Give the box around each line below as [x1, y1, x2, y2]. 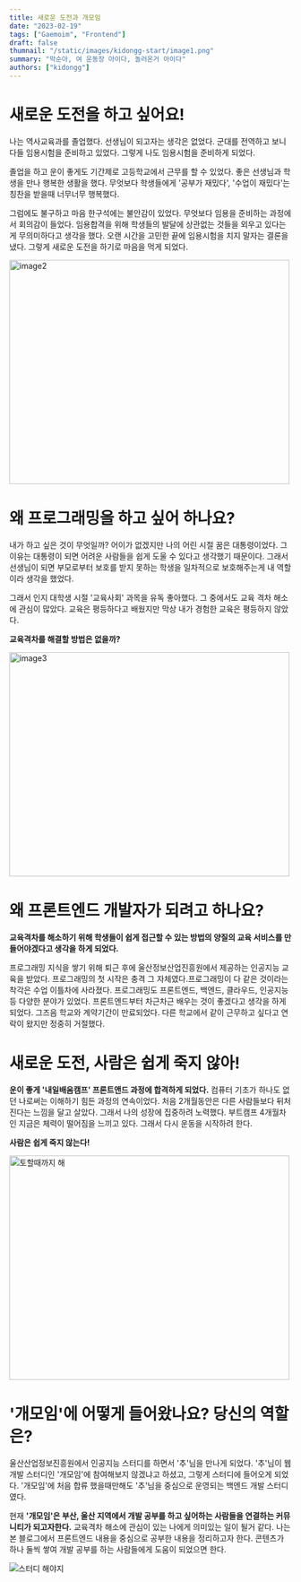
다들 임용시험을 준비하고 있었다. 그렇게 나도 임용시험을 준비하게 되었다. [9, 147, 255, 158]
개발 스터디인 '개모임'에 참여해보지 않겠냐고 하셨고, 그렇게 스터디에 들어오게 [9, 1468, 272, 1480]
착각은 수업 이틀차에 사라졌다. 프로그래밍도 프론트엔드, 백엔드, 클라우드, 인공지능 [9, 984, 289, 995]
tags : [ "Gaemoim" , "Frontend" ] [9, 30, 126, 39]
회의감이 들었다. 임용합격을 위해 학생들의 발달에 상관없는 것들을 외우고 [18, 219, 262, 230]
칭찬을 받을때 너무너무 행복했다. [9, 188, 120, 199]
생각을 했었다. [25, 573, 74, 584]
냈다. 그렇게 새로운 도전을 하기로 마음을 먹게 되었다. [9, 241, 188, 252]
